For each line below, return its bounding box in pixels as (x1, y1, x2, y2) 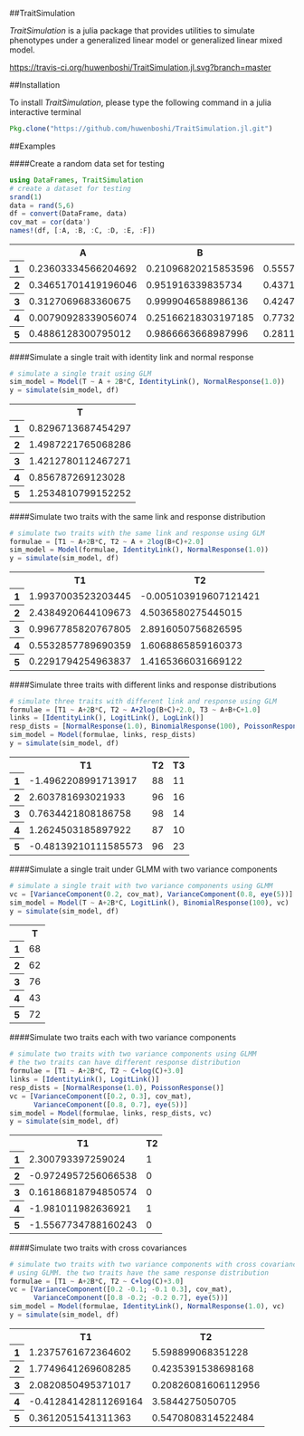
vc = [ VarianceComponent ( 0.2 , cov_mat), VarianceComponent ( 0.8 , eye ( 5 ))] (9, 890, 294, 899)
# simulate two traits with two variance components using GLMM (9, 1049, 257, 1058)
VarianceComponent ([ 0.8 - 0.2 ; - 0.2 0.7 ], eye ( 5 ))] (33, 1294, 229, 1303)
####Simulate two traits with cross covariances (9, 1242, 187, 1253)
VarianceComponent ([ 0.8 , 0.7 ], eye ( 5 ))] (33, 1100, 188, 1109)
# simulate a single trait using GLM (9, 369, 152, 378)
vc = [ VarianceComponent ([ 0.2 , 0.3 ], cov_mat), (9, 1091, 193, 1101)
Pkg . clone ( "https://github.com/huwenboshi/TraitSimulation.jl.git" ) (9, 124, 273, 133)
